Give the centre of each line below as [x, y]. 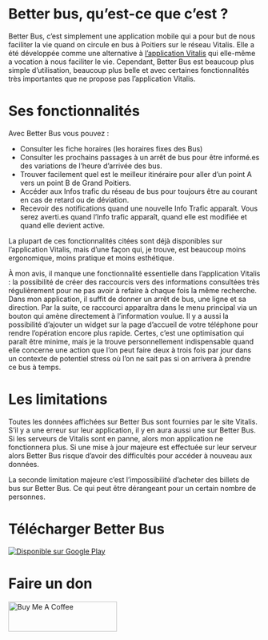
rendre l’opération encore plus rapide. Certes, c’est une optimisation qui [126, 332]
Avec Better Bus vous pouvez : [59, 133]
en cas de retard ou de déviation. [74, 199]
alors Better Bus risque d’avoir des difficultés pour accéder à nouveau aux [130, 455]
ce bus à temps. [35, 367]
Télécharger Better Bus [87, 529]
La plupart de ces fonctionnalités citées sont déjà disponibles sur [115, 240]
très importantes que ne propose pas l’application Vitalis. [102, 78]
